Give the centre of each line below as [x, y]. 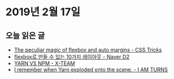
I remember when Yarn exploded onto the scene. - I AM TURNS [91, 70]
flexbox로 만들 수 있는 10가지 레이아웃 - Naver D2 [72, 57]
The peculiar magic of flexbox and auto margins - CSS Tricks [88, 50]
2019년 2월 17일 [43, 12]
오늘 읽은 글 [25, 35]
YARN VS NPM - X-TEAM [44, 63]
